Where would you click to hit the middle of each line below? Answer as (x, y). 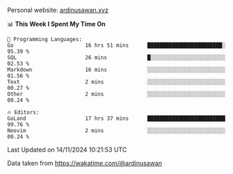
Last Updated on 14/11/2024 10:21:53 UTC (67, 150)
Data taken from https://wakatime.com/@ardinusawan (85, 163)
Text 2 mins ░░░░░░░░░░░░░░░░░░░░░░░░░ (116, 82)
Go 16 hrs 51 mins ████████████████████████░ (116, 45)
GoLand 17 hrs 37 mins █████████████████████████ (116, 118)
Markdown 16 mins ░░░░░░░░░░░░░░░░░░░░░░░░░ (116, 70)
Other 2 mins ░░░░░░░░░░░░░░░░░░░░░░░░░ (116, 94)
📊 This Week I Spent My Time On (56, 24)
